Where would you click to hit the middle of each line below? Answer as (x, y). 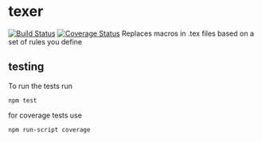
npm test (23, 100)
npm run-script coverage (49, 129)
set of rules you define (45, 41)
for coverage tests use (45, 115)
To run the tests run (41, 86)
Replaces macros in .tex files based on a (188, 33)
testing (26, 67)
